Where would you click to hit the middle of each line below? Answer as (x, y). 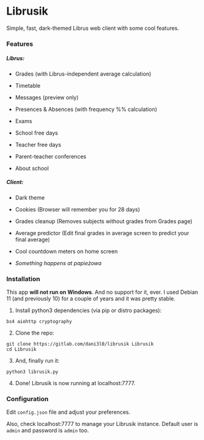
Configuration (27, 399)
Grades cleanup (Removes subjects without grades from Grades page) (104, 221)
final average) (33, 240)
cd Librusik (21, 350)
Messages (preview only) (47, 97)
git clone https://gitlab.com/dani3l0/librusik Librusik (80, 344)
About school (32, 168)
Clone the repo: (35, 333)
